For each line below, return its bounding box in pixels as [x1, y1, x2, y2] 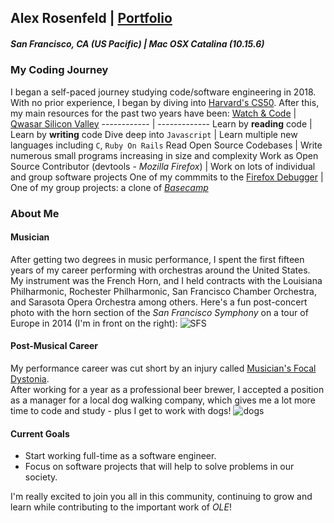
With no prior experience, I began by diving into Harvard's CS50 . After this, [10, 96, 320, 108]
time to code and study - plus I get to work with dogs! [10, 405, 232, 417]
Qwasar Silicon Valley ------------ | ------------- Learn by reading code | [10, 117, 313, 130]
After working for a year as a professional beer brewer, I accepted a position [10, 384, 325, 396]
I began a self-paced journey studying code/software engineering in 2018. [10, 86, 317, 98]
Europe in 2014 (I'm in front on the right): [10, 317, 178, 329]
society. [24, 471, 58, 483]
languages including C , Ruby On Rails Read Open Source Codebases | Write [10, 139, 323, 151]
